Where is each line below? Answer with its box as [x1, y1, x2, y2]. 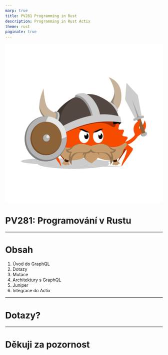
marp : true [5, 8, 28, 13]
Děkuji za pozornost [5, 339, 90, 350]
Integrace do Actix [12, 288, 51, 293]
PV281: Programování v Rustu [5, 215, 131, 226]
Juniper [12, 282, 28, 288]
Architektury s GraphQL [12, 277, 61, 283]
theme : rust [5, 24, 30, 29]
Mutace [12, 272, 28, 277]
